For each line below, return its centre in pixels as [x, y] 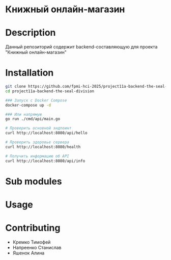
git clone [16, 87]
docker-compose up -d [28, 105]
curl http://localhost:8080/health [43, 147]
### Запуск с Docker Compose [36, 100]
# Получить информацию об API [37, 156]
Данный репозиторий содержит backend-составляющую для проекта [81, 47]
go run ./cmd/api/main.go [33, 119]
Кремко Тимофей [32, 242]
